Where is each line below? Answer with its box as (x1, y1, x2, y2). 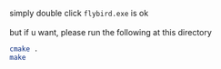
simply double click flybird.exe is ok (9, 8, 149, 18)
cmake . (9, 44, 39, 54)
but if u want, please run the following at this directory (9, 27, 212, 37)
